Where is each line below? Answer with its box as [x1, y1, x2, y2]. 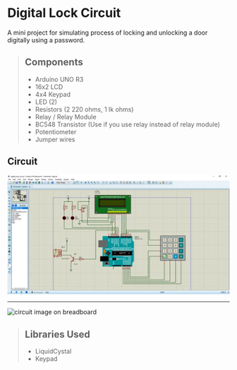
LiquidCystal [35, 347, 72, 356]
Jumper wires [35, 135, 75, 143]
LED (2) [35, 97, 58, 106]
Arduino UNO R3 [35, 75, 84, 83]
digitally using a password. [7, 35, 85, 44]
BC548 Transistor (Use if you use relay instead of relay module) [35, 120, 221, 129]
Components [24, 56, 83, 68]
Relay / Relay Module [35, 112, 97, 121]
